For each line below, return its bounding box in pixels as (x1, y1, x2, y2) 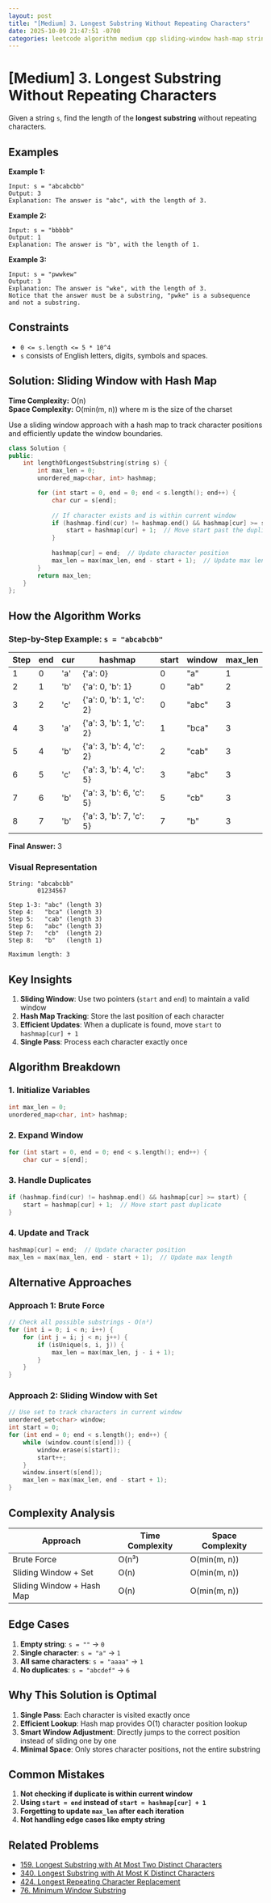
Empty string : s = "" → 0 (19, 1639, 105, 1649)
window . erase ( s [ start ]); (37, 1446, 121, 1454)
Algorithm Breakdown (8, 1061, 121, 1074)
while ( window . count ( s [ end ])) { (23, 1438, 131, 1447)
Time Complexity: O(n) (8, 396, 86, 405)
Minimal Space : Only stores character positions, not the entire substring (19, 1744, 261, 1754)
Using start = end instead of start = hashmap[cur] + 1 (19, 1798, 206, 1808)
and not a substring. (8, 299, 81, 307)
